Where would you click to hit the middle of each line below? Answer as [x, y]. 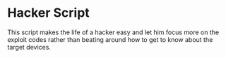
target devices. [29, 47]
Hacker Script [48, 13]
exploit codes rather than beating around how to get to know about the [110, 39]
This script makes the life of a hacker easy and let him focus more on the [113, 32]
